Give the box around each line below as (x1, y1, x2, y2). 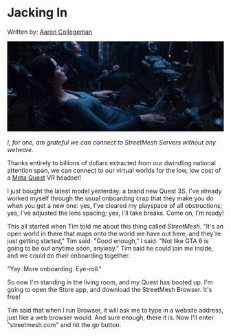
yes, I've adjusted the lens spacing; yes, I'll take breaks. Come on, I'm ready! (7, 209, 224, 218)
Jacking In (7, 5, 67, 21)
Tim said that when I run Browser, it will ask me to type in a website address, (7, 306, 223, 315)
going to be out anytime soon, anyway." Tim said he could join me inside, (7, 244, 214, 253)
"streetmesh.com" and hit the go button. (7, 321, 122, 329)
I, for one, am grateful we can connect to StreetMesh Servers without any (7, 138, 217, 147)
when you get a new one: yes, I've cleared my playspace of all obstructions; (7, 202, 223, 210)
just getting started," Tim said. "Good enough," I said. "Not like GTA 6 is (7, 237, 209, 245)
